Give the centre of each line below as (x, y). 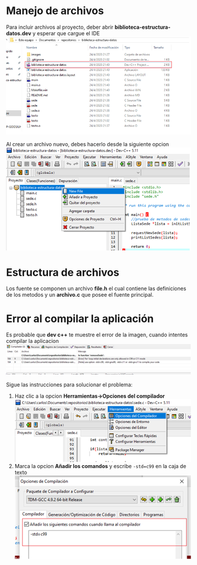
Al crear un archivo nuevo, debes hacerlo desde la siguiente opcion (88, 144)
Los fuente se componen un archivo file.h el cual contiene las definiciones (96, 288)
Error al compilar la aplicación (80, 319)
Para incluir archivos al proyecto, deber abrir (60, 27)
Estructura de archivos (63, 272)
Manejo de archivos (55, 11)
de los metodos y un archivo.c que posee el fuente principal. (80, 295)
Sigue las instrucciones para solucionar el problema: (69, 384)
